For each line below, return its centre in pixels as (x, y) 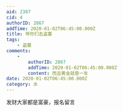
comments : (19, 51)
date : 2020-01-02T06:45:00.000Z (47, 79)
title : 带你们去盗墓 (29, 34)
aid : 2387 (19, 12)
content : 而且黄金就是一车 (58, 73)
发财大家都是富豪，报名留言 (41, 102)
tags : (13, 40)
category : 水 (22, 85)
